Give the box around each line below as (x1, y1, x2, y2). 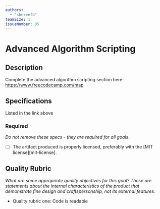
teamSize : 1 (5, 17, 30, 22)
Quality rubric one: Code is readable (12, 198, 88, 204)
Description (5, 63, 43, 72)
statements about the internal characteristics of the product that (5, 183, 140, 189)
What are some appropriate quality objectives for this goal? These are (5, 178, 152, 184)
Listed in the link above (5, 110, 54, 116)
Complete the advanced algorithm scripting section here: (5, 77, 124, 83)
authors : (5, 7, 24, 13)
